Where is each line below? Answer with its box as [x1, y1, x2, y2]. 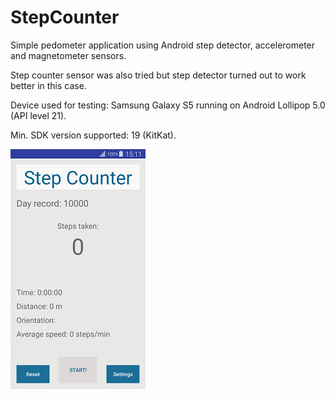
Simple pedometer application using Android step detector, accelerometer [10, 39, 316, 51]
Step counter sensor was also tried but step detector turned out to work [10, 69, 307, 81]
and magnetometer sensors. [10, 49, 127, 61]
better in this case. [10, 79, 87, 91]
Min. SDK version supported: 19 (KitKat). [10, 129, 177, 141]
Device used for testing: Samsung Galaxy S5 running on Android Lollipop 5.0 [10, 99, 326, 111]
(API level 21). [10, 109, 67, 121]
